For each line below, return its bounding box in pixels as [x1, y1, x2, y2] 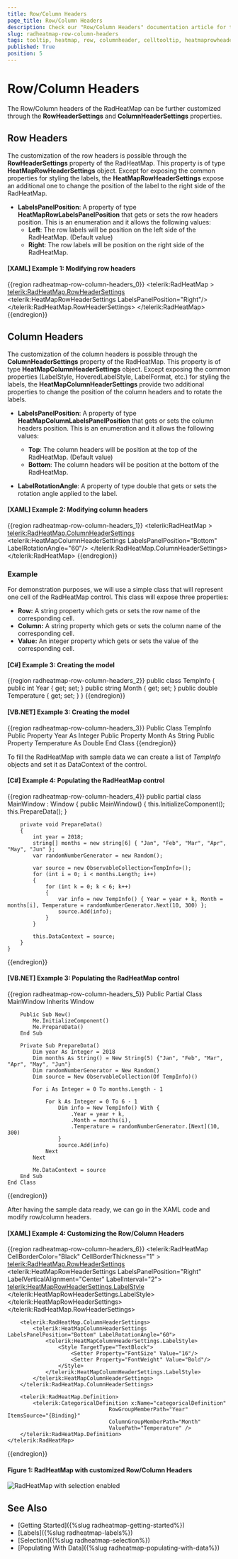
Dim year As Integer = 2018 [33, 1048, 115, 1055]
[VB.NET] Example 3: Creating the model [7, 708, 130, 716]
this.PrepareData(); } [7, 807, 67, 816]
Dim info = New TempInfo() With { [57, 1104, 160, 1111]
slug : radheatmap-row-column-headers [7, 30, 119, 38]
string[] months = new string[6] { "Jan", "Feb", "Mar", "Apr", [33, 839, 227, 846]
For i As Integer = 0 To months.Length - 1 [33, 1085, 163, 1093]
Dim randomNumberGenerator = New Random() [33, 1067, 160, 1074]
